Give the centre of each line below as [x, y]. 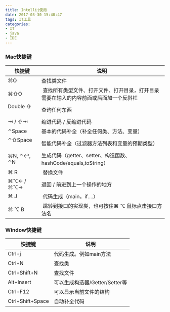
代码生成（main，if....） [71, 197]
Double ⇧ [20, 107]
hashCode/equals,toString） [75, 163]
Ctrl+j [14, 254]
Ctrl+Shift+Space [28, 301]
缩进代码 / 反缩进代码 [67, 122]
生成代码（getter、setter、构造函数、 [86, 156]
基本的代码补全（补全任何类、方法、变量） [92, 131]
